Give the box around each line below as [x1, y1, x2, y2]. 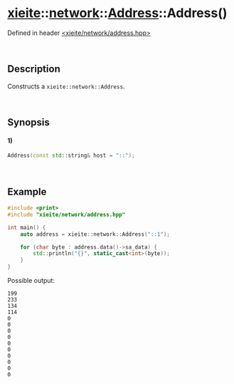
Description [7, 63, 60, 76]
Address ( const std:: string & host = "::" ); [7, 152, 135, 160]
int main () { [7, 224, 46, 231]
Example [7, 185, 47, 197]
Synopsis [7, 116, 50, 129]
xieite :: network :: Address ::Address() [7, 5, 228, 21]
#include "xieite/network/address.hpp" [7, 211, 126, 218]
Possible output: [7, 276, 55, 285]
